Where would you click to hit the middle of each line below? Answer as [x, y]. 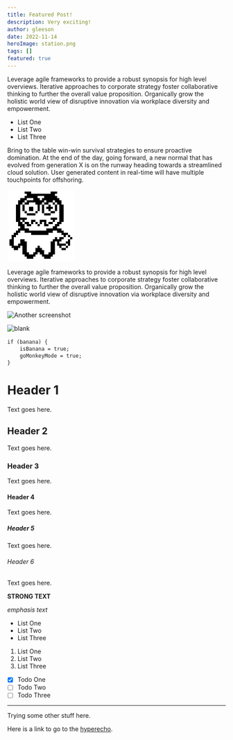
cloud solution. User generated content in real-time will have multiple [106, 172]
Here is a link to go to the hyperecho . [60, 729]
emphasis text [27, 610]
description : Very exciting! [49, 22]
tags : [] [20, 51]
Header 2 [28, 431]
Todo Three [34, 695]
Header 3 [23, 466]
